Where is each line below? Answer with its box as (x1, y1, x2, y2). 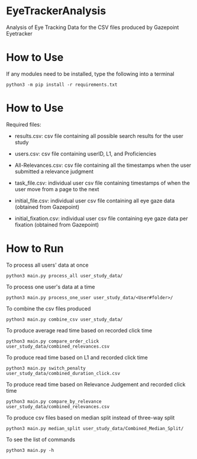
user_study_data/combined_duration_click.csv (6, 370, 120, 376)
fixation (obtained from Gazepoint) (14, 221, 99, 228)
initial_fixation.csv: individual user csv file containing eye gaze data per (14, 215, 188, 222)
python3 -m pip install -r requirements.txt (6, 82, 118, 88)
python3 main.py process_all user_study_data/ (6, 273, 123, 279)
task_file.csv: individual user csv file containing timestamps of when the (14, 179, 190, 186)
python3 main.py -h (6, 447, 54, 453)
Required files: (6, 121, 41, 128)
